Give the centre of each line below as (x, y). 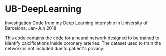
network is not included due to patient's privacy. (55, 48)
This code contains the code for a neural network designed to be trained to (82, 38)
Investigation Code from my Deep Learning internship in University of (77, 23)
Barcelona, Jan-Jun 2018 (31, 28)
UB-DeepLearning (43, 9)
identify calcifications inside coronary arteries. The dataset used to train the (83, 43)
